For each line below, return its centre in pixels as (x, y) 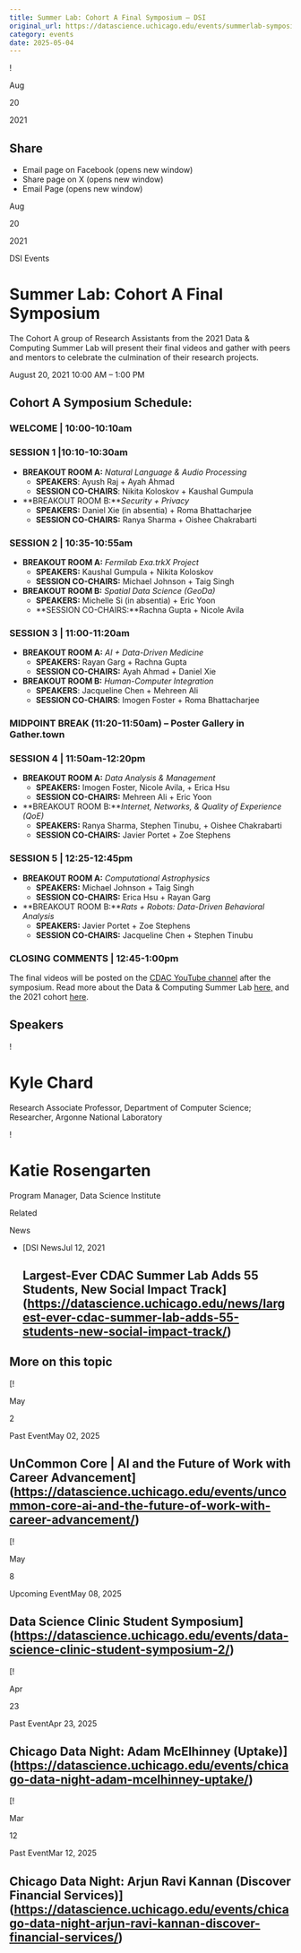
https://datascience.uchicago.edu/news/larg (156, 1304)
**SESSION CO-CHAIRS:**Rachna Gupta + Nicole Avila (140, 609)
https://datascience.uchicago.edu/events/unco (150, 1492)
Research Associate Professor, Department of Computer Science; (130, 1107)
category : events (42, 34)
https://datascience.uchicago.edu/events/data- (151, 1636)
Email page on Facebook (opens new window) (107, 170)
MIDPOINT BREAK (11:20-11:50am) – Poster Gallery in (127, 724)
